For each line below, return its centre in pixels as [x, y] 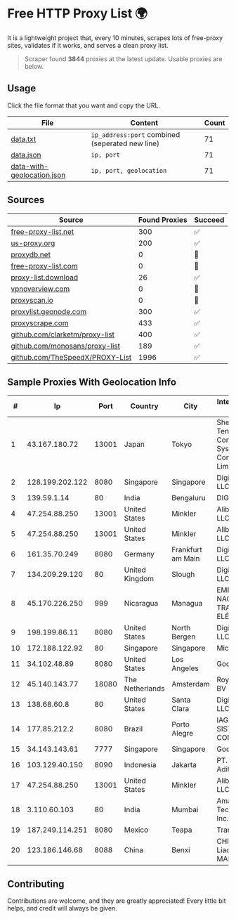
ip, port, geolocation [129, 170]
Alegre [183, 734]
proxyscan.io [32, 300]
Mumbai [185, 810]
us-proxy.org [33, 243]
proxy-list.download [45, 277]
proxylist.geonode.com [49, 311]
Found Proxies [163, 220]
